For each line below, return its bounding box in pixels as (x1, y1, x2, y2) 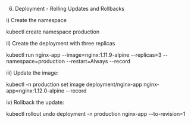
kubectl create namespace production (6, 28, 100, 35)
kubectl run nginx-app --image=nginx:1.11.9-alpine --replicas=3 (6, 51, 162, 59)
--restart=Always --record (66, 58, 131, 64)
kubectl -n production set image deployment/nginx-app (6, 81, 143, 88)
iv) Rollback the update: (6, 99, 64, 106)
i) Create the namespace (6, 17, 67, 23)
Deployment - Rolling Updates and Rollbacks (14, 5, 125, 12)
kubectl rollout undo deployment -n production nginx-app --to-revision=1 (6, 110, 186, 117)
